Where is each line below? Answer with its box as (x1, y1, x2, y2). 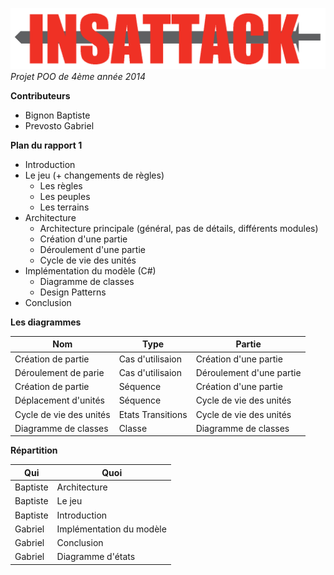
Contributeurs (10, 89, 71, 102)
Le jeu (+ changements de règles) (24, 169, 165, 181)
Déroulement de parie (14, 366, 105, 378)
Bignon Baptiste (24, 109, 91, 121)
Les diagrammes (10, 316, 82, 328)
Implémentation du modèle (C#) (24, 264, 157, 277)
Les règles (39, 179, 83, 192)
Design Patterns (39, 286, 107, 298)
